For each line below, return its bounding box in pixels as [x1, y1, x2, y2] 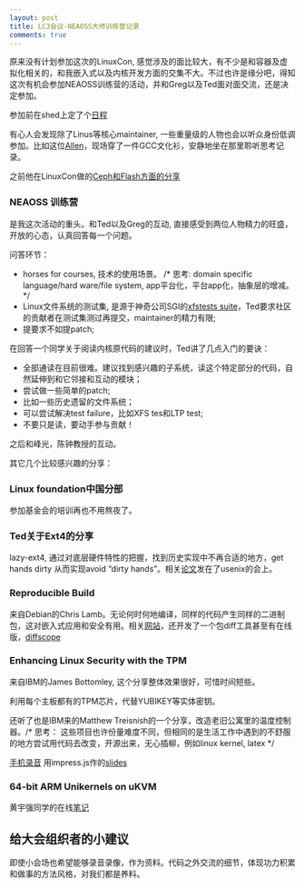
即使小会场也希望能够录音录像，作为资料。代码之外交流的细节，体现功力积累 [9, 856, 296, 868]
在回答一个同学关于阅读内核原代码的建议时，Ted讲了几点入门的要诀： [9, 343, 270, 354]
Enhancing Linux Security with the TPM [9, 654, 188, 667]
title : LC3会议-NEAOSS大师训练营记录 [9, 22, 140, 31]
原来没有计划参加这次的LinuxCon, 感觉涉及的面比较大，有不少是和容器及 [9, 56, 280, 67]
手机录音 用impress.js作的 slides [9, 756, 128, 768]
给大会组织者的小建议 [9, 831, 129, 846]
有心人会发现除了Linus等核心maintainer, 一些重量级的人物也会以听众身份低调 [9, 129, 296, 140]
